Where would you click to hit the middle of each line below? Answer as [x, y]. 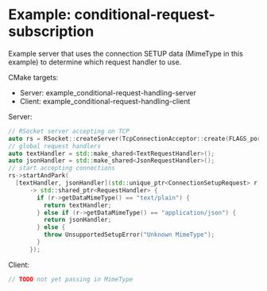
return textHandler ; [77, 205]
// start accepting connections [62, 169]
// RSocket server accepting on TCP [69, 131]
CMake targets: [33, 77]
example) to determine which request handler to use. [95, 62]
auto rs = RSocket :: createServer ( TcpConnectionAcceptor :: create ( [118, 138]
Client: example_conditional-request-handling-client [105, 101]
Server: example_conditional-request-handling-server [108, 92]
